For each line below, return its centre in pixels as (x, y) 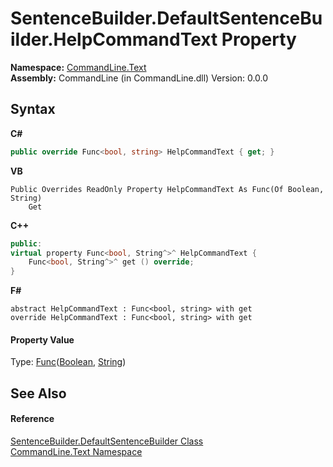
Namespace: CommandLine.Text (78, 67)
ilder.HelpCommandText (114, 39)
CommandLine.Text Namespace (76, 451)
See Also (38, 393)
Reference (32, 419)
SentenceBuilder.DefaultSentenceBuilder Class (107, 441)
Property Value (42, 339)
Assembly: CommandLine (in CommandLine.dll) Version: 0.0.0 (139, 78)
